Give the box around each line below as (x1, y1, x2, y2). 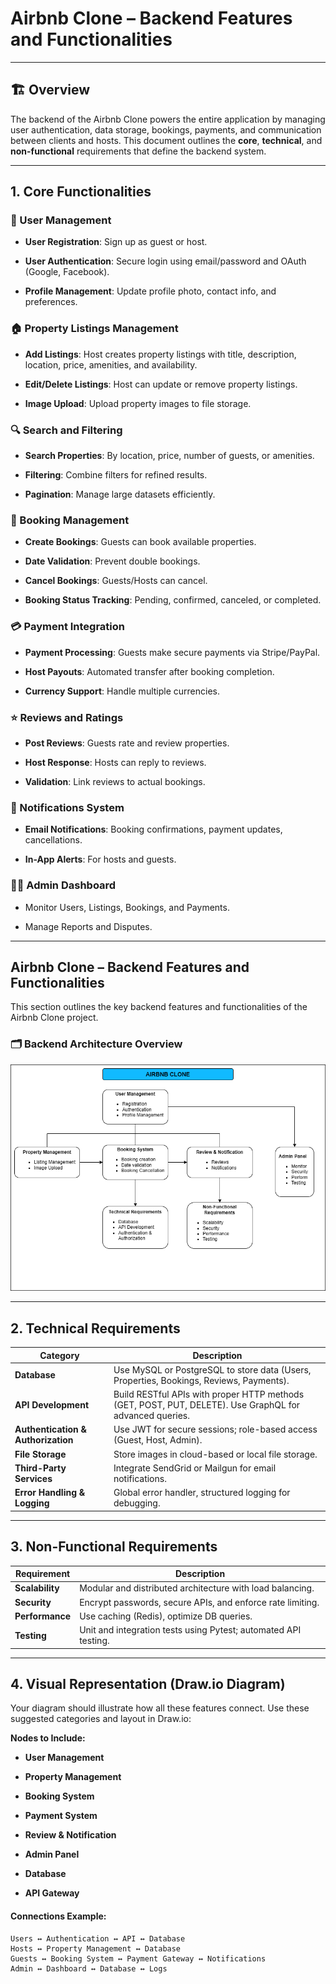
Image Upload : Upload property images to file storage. (24, 397, 252, 409)
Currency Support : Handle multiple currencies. (24, 685, 220, 697)
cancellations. (24, 834, 83, 846)
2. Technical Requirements (10, 1320, 181, 1337)
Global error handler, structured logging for (113, 1487, 291, 1499)
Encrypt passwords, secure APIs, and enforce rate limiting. (79, 1596, 320, 1608)
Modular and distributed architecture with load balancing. (79, 1582, 315, 1594)
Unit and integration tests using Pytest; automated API (79, 1624, 302, 1636)
